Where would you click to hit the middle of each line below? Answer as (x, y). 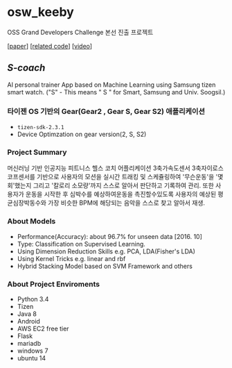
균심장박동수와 (27, 203)
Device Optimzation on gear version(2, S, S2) (82, 134)
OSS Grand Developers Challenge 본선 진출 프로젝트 (80, 32)
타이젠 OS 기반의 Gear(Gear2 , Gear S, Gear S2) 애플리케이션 (106, 111)
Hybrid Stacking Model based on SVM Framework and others (105, 266)
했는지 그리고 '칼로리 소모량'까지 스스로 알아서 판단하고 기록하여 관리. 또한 (115, 185)
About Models (32, 221)
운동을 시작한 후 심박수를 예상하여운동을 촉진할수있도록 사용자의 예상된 (121, 194)
